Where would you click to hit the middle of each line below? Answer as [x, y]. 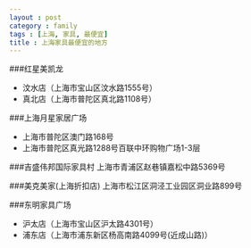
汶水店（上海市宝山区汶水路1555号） [90, 88]
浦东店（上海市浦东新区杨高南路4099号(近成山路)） [117, 235]
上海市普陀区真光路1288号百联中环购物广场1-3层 [111, 148]
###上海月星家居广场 [48, 118]
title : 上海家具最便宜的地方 [59, 42]
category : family [43, 26]
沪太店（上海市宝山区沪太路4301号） [90, 224]
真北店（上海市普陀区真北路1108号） [89, 99]
